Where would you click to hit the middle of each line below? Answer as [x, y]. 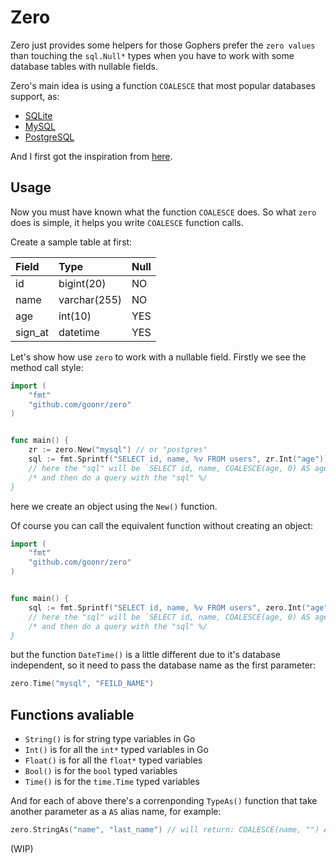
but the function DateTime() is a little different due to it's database [145, 655]
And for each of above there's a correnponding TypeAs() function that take [164, 801]
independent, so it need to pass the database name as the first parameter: [163, 665]
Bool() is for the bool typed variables [101, 771]
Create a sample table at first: [71, 242]
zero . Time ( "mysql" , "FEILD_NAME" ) [82, 684]
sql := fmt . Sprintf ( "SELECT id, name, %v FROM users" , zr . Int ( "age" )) [178, 459]
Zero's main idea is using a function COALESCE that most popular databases [163, 85]
